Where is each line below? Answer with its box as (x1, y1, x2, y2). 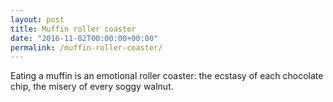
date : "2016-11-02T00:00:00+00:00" (10, 33, 159, 43)
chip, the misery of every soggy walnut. (10, 81, 174, 93)
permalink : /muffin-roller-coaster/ (10, 42, 163, 53)
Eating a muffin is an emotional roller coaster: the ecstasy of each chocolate (10, 70, 324, 82)
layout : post (10, 14, 65, 25)
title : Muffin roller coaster (10, 24, 137, 34)
